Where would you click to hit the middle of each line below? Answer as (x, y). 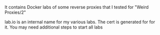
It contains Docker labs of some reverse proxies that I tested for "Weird (77, 7)
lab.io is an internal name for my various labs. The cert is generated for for (80, 22)
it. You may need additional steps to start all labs (54, 27)
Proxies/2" (15, 12)
